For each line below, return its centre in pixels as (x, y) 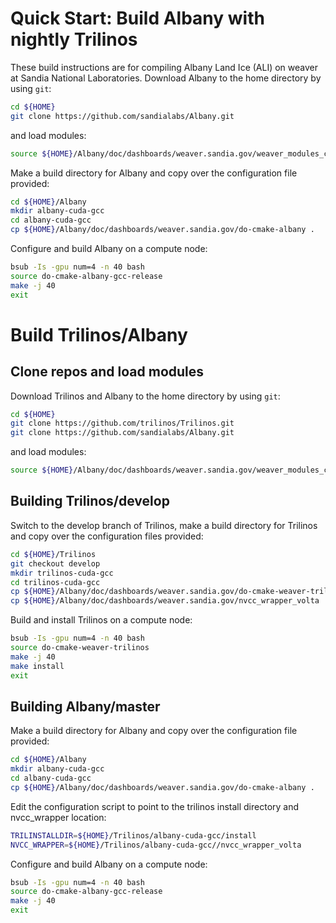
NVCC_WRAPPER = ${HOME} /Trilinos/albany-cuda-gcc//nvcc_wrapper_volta (156, 845)
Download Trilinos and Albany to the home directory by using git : (145, 396)
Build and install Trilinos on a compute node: (101, 620)
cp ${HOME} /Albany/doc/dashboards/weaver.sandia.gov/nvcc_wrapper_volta (165, 601)
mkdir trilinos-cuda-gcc (62, 573)
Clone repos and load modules (107, 372)
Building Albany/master (85, 706)
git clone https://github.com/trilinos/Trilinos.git (122, 423)
